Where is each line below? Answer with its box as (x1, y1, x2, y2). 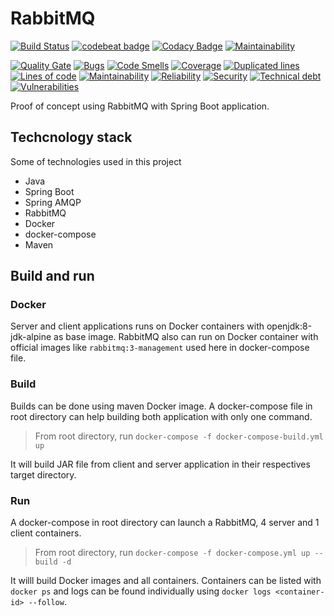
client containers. (10, 527, 82, 539)
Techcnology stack (10, 129, 133, 146)
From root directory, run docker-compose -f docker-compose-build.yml (34, 430, 324, 442)
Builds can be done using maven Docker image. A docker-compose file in (10, 400, 313, 412)
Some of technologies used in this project (10, 155, 182, 167)
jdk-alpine (10, 331, 52, 343)
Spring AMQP (24, 196, 82, 208)
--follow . (28, 596, 67, 608)
